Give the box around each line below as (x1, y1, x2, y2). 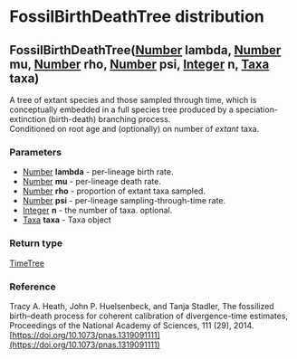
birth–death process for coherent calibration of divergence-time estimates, (9, 310, 288, 321)
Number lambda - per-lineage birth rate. (22, 166, 174, 177)
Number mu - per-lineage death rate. (22, 176, 161, 187)
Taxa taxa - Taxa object (22, 214, 111, 225)
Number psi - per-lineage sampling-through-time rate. (22, 195, 226, 206)
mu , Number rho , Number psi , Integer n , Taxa (9, 56, 270, 71)
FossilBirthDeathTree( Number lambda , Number (9, 43, 282, 58)
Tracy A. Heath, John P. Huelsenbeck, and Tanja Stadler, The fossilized (9, 300, 274, 311)
